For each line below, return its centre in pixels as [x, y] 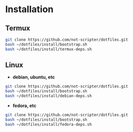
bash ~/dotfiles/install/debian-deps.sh [49, 96]
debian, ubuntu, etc [34, 77]
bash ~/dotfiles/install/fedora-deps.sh [49, 124]
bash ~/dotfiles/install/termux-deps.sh [49, 49]
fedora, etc [24, 106]
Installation [29, 9]
